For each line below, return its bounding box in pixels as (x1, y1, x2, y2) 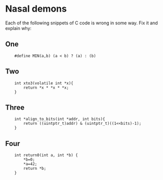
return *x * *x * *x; (23, 85, 69, 90)
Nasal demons (5, 3, 67, 15)
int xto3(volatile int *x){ (14, 81, 73, 86)
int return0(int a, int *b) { (14, 153, 78, 158)
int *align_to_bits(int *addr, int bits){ (14, 117, 105, 122)
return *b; (23, 166, 47, 171)
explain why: (5, 25, 32, 31)
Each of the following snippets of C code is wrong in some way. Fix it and (5, 20, 158, 26)
